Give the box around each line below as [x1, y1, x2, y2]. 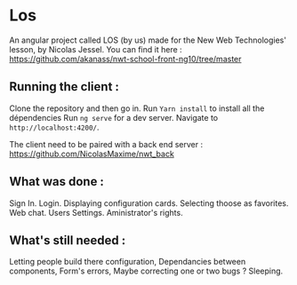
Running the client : [9, 79, 120, 94]
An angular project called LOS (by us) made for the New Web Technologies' [9, 35, 287, 45]
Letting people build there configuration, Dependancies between [9, 257, 246, 267]
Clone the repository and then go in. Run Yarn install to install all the [9, 103, 265, 114]
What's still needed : [9, 233, 126, 248]
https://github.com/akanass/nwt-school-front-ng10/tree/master [9, 53, 242, 64]
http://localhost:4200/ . [9, 122, 100, 132]
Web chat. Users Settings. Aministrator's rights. [9, 207, 184, 218]
